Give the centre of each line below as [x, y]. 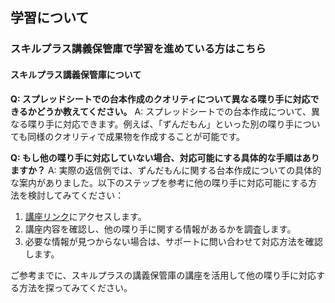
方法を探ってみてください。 [75, 287]
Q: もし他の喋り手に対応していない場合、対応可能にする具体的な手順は [156, 157]
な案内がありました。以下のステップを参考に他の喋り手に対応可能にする [159, 182]
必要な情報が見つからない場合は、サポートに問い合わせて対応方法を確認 [173, 241]
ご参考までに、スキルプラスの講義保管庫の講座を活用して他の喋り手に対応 [163, 275]
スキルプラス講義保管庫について [76, 74]
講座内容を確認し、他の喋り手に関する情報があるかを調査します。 [160, 229]
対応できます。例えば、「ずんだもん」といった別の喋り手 [178, 124]
